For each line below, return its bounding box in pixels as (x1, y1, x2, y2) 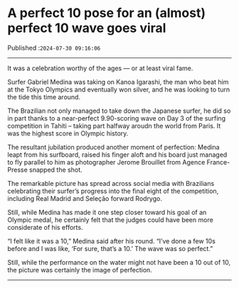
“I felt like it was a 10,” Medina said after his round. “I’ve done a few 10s (7, 236, 216, 245)
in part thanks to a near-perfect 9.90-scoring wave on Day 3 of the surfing (7, 113, 226, 122)
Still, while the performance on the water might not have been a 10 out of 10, (7, 257, 231, 267)
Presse (7, 165, 28, 174)
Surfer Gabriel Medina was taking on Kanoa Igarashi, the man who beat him (7, 77, 229, 86)
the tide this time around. (7, 92, 80, 101)
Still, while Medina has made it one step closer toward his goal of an (7, 208, 207, 216)
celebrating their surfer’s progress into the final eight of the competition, (7, 187, 219, 195)
